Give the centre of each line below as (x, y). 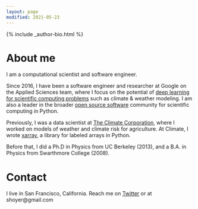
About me (31, 58)
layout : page (22, 12)
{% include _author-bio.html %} (45, 34)
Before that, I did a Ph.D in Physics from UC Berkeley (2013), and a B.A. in (96, 147)
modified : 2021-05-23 (33, 17)
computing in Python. (32, 111)
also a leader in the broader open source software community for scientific (98, 105)
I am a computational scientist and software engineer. (72, 74)
